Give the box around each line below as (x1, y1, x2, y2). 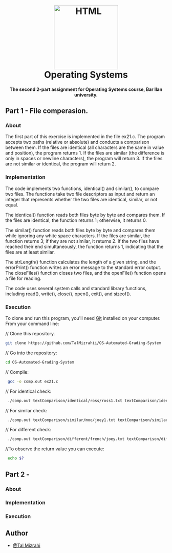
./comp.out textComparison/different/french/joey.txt (7, 436, 125, 442)
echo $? (7, 456, 24, 461)
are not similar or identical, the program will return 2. (5, 161, 116, 167)
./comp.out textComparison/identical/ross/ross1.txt (7, 398, 123, 403)
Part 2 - (5, 470, 30, 479)
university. (74, 91, 98, 98)
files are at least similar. (5, 249, 55, 255)
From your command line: (5, 320, 59, 327)
